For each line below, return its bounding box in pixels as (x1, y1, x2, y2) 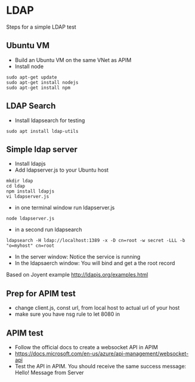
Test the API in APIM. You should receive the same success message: (14, 363, 187, 369)
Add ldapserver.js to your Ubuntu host (14, 166, 109, 173)
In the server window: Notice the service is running (14, 253, 141, 260)
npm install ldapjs (6, 188, 55, 194)
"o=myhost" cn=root (6, 243, 55, 249)
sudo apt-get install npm (6, 85, 70, 91)
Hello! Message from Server (14, 369, 85, 376)
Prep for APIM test (6, 288, 76, 299)
